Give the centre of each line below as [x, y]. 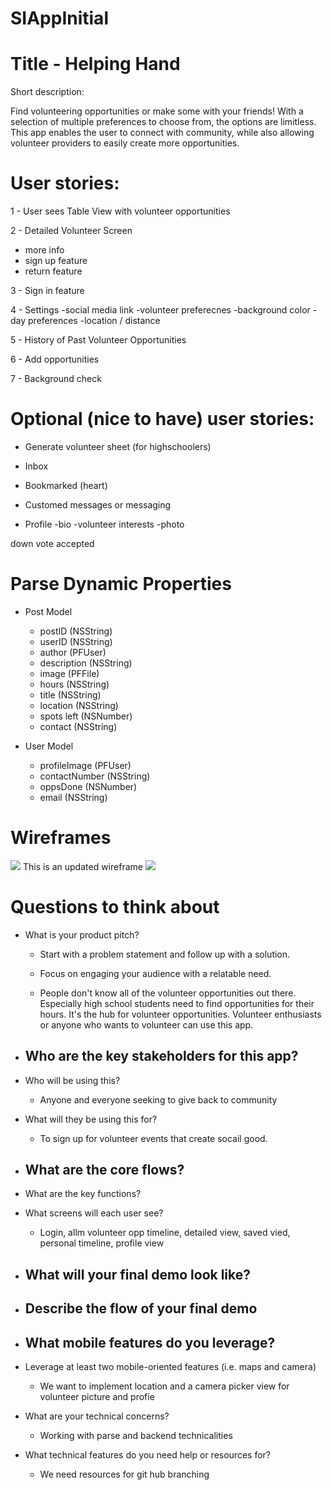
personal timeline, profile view [102, 1243]
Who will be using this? [72, 1080]
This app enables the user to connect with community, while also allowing [162, 133]
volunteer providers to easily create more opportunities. [125, 143]
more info [44, 250]
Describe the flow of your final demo [141, 1308]
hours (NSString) [74, 684]
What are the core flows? [104, 1170]
